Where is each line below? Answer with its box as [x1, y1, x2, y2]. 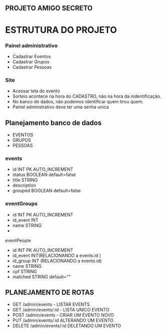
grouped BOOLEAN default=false [12, 188, 81, 194]
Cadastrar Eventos [12, 53, 51, 59]
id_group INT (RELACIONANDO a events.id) [12, 258, 102, 264]
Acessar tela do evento [12, 88, 60, 94]
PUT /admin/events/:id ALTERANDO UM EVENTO [12, 317, 114, 323]
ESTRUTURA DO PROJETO [5, 24, 117, 36]
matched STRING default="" [12, 273, 71, 280]
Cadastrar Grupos [12, 59, 49, 65]
